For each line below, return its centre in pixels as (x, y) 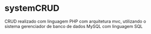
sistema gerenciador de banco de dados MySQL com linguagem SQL (74, 26)
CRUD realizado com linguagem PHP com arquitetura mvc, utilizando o (75, 21)
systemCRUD (32, 8)
